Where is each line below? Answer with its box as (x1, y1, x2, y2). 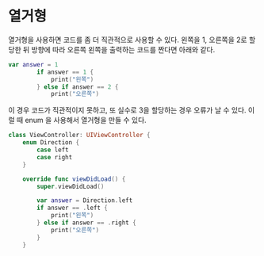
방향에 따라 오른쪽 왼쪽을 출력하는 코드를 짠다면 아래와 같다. (31, 44, 216, 54)
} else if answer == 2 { (36, 82, 119, 91)
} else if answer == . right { (36, 219, 136, 227)
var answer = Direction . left (36, 197, 133, 204)
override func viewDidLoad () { (22, 175, 126, 183)
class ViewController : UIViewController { (8, 132, 151, 139)
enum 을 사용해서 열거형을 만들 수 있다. (25, 116, 147, 125)
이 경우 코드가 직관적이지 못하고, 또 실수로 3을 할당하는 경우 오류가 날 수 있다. (8, 105, 247, 115)
